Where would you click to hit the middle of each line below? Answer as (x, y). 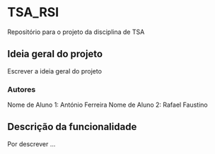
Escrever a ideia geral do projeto (55, 71)
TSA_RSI (33, 12)
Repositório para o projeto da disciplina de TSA (76, 32)
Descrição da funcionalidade (72, 127)
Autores (22, 89)
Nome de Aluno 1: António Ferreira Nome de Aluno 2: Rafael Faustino (107, 105)
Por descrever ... (31, 144)
